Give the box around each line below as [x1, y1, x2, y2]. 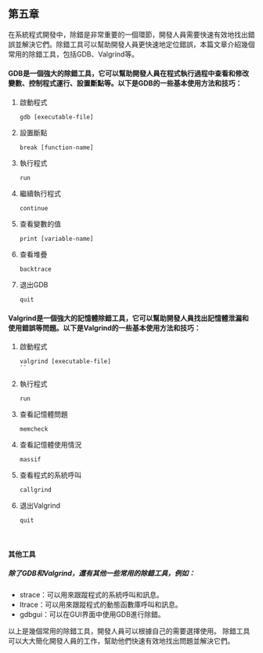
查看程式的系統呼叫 [19, 470, 82, 480]
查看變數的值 [19, 219, 61, 229]
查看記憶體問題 [19, 410, 68, 419]
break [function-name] [19, 144, 94, 151]
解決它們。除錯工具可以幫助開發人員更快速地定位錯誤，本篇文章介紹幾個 [21, 39, 255, 49]
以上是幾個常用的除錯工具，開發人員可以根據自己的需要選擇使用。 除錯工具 [8, 626, 250, 636]
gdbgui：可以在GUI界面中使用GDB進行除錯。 [19, 609, 166, 618]
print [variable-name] [19, 235, 94, 243]
